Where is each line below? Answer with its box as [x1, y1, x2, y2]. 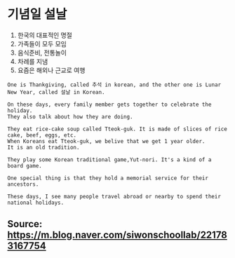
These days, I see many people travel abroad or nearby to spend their [7, 193, 221, 200]
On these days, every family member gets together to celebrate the [7, 101, 212, 108]
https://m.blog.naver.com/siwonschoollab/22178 [7, 229, 228, 241]
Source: [7, 218, 43, 230]
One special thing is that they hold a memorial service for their [7, 175, 209, 182]
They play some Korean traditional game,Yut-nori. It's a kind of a [7, 156, 212, 163]
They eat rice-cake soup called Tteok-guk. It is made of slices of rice [7, 125, 228, 133]
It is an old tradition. [7, 144, 80, 151]
